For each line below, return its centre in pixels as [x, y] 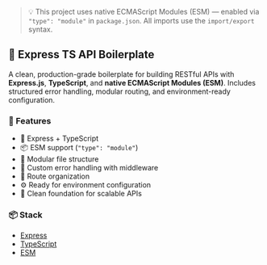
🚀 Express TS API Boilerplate [81, 55]
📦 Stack [25, 215]
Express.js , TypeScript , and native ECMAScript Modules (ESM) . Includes [132, 82]
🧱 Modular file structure [59, 159]
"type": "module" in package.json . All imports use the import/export [141, 21]
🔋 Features [30, 120]
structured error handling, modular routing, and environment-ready [120, 91]
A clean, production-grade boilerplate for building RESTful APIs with [121, 74]
